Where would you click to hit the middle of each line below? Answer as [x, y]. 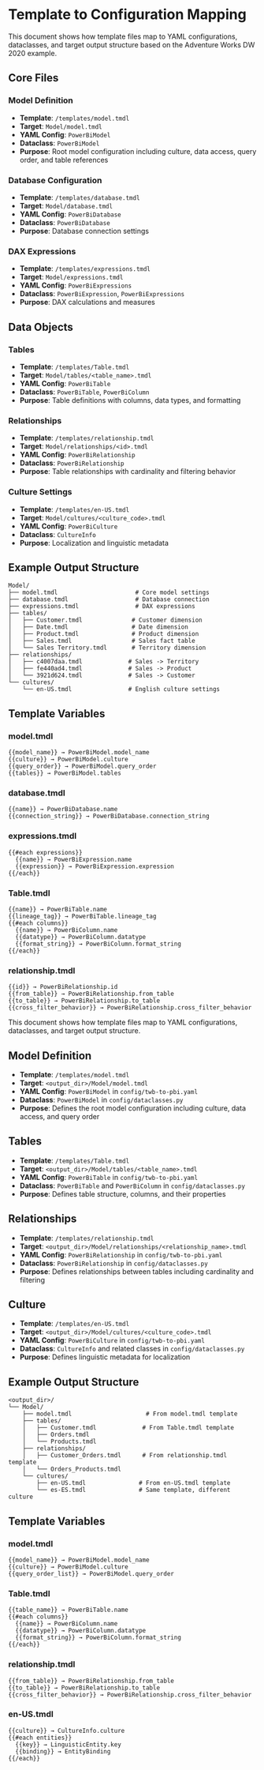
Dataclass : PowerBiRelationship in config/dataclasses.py [114, 1263]
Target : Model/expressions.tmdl [71, 277]
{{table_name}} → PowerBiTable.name [68, 1610]
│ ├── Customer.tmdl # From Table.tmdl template [128, 1428]
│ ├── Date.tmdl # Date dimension [99, 627]
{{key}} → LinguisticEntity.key [69, 1744]
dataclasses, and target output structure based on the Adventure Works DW [132, 44]
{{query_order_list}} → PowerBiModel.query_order [91, 1573]
